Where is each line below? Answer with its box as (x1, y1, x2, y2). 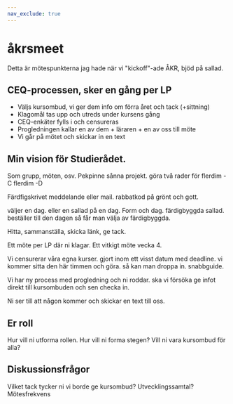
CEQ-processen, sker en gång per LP (7, 84, 172, 96)
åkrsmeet (7, 40, 64, 56)
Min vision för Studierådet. (7, 152, 127, 165)
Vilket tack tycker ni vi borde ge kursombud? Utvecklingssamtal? (7, 382, 195, 391)
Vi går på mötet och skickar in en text (17, 133, 126, 141)
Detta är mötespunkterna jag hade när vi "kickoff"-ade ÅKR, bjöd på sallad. (7, 64, 224, 72)
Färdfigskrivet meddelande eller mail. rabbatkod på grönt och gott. (7, 193, 199, 201)
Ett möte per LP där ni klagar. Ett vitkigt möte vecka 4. (7, 241, 162, 249)
